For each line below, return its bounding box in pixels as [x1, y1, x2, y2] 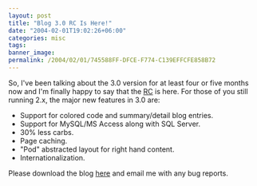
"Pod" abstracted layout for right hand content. [19, 144, 175, 154]
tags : [8, 42, 26, 49]
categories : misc [8, 34, 66, 42]
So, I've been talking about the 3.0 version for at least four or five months [8, 77, 249, 88]
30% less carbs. [19, 127, 74, 137]
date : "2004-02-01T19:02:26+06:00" [8, 26, 127, 34]
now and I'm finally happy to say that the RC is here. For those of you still [8, 86, 249, 96]
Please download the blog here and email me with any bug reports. [8, 168, 229, 178]
